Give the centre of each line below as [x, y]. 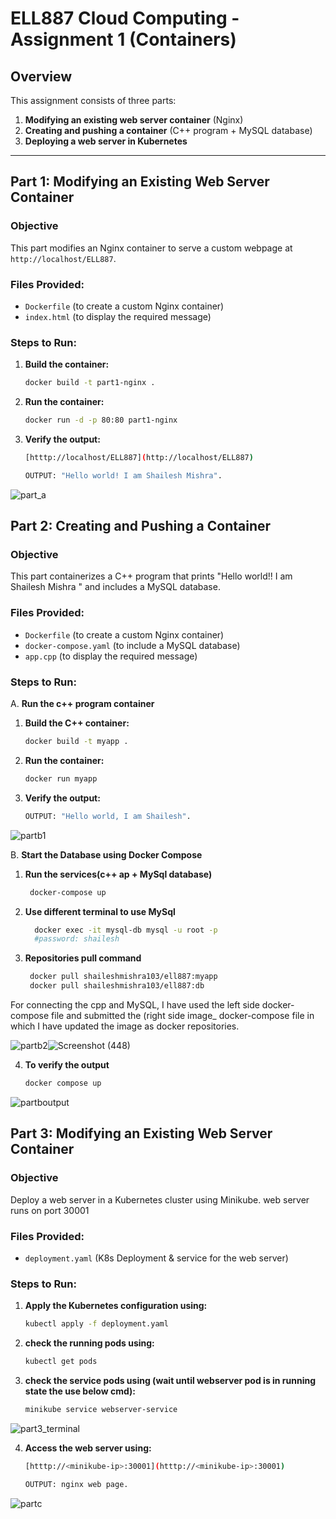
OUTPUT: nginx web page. [76, 1484]
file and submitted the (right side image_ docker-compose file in [183, 1016]
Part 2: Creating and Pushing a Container [141, 526]
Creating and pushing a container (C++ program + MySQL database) [168, 130]
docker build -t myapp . [76, 742]
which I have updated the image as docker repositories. [125, 1026]
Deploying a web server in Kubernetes [106, 141]
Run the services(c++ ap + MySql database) [118, 874]
